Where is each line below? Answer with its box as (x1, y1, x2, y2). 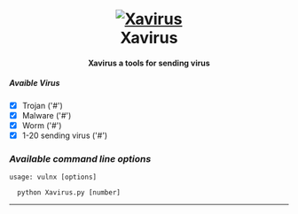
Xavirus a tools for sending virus (88, 57, 210, 68)
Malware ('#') (21, 110, 72, 120)
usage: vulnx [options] (9, 172, 98, 182)
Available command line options (9, 152, 152, 164)
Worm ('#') (21, 119, 62, 131)
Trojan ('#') (21, 100, 64, 111)
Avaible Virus (9, 78, 60, 88)
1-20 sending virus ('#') (21, 130, 108, 141)
